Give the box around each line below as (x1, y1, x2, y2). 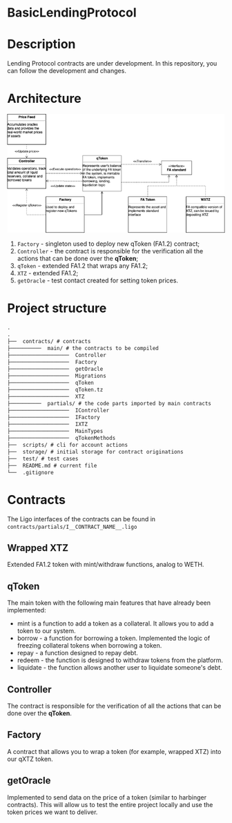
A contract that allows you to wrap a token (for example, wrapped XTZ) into (7, 747, 222, 755)
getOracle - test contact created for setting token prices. (17, 276, 178, 284)
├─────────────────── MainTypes (7, 427, 104, 434)
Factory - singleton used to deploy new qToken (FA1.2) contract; (17, 240, 200, 248)
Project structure (7, 300, 107, 316)
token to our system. (17, 627, 76, 635)
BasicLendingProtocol (7, 5, 137, 21)
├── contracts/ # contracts (7, 338, 91, 345)
